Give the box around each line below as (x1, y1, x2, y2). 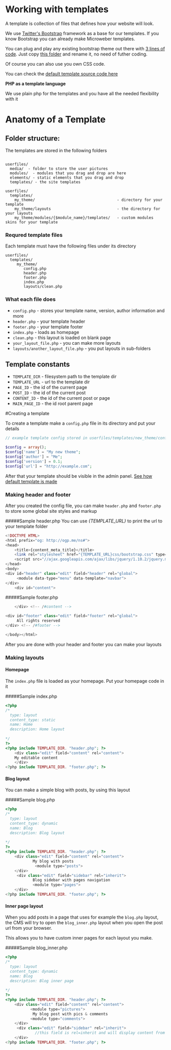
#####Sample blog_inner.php (5, 945, 68, 951)
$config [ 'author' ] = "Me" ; (5, 454, 63, 459)
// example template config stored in (5, 435, 88, 441)
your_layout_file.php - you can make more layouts (12, 340, 121, 346)
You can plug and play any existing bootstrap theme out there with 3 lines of (5, 45, 165, 51)
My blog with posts (32, 859, 74, 864)
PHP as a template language (5, 80, 66, 87)
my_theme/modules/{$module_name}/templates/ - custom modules (14, 215, 154, 220)
